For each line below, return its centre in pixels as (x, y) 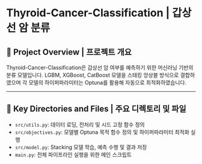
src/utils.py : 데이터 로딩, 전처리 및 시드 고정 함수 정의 (80, 124)
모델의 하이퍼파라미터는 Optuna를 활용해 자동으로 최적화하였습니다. (108, 83)
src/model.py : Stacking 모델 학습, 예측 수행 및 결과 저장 (81, 147)
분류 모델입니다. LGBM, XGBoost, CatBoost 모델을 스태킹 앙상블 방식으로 (93, 75)
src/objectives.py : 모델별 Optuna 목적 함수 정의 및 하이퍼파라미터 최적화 (102, 132)
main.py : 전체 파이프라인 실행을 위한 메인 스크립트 (73, 154)
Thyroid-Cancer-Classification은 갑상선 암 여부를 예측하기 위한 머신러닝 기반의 (100, 68)
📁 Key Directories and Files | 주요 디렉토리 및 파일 (96, 109)
